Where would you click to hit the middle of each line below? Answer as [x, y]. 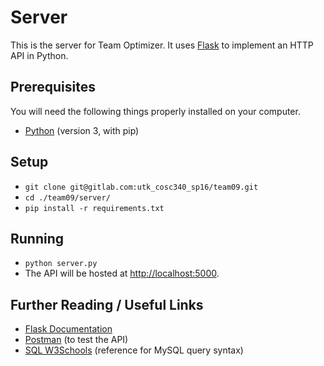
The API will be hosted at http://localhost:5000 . [122, 273]
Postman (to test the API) [76, 340]
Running [37, 238]
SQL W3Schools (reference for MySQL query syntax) [134, 350]
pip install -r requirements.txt [94, 208]
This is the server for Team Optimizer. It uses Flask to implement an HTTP [162, 45]
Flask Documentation [68, 329]
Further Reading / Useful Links [107, 304]
